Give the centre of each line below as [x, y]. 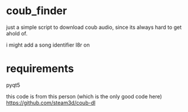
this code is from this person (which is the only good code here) [84, 96]
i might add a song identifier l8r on [48, 45]
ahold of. [17, 33]
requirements [40, 69]
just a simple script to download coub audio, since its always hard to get [94, 27]
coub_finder [37, 11]
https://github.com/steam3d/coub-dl [51, 103]
